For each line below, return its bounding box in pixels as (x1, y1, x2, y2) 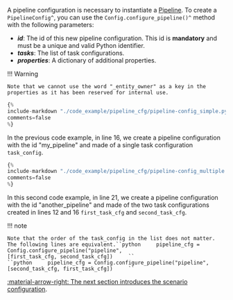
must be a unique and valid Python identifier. (17, 42, 146, 49)
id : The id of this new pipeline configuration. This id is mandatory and (17, 34, 217, 42)
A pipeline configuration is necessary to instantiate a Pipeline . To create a (7, 6, 217, 14)
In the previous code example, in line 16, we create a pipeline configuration (7, 133, 221, 142)
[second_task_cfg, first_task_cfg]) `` (7, 265, 135, 272)
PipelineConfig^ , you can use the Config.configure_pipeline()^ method (7, 13, 216, 22)
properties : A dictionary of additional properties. (17, 56, 157, 65)
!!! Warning (7, 69, 38, 78)
